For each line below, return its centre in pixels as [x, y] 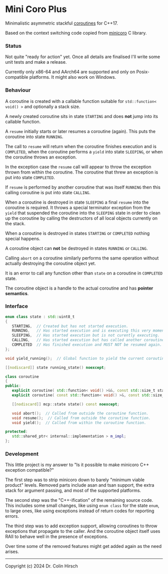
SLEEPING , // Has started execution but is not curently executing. [86, 335]
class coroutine [22, 377]
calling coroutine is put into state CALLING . [48, 192]
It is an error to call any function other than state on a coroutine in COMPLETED [84, 273]
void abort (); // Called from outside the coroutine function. [80, 413]
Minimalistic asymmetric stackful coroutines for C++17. [62, 23]
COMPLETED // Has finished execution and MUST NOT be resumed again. [87, 345]
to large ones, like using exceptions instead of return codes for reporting [80, 511]
